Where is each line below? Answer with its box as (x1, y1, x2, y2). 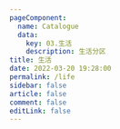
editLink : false (9, 106, 71, 115)
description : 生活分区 (25, 47, 106, 56)
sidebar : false (9, 81, 67, 90)
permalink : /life (9, 73, 75, 82)
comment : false (9, 97, 67, 107)
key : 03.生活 (25, 38, 73, 48)
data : (17, 30, 39, 39)
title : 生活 (9, 55, 52, 64)
